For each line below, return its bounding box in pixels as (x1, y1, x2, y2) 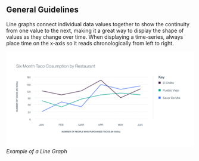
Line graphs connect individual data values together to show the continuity (6, 20, 189, 27)
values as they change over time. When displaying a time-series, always (6, 33, 184, 41)
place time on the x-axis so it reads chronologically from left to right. (6, 39, 174, 47)
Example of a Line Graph (6, 147, 67, 154)
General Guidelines (6, 5, 79, 15)
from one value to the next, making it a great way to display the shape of (6, 27, 184, 34)
